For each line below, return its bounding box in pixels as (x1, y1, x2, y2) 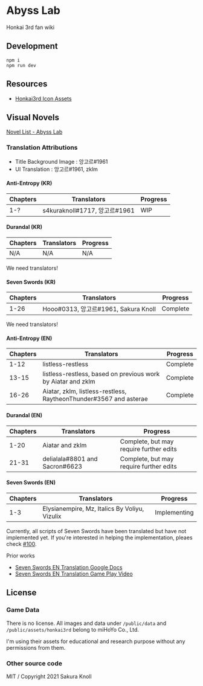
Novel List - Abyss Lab (6, 128, 63, 136)
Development (6, 41, 59, 51)
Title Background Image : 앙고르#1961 (14, 158, 108, 165)
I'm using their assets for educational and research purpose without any (6, 638, 185, 645)
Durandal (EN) (6, 412, 42, 419)
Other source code (6, 659, 62, 667)
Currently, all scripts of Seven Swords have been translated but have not (6, 527, 187, 534)
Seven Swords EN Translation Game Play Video (14, 570, 133, 577)
